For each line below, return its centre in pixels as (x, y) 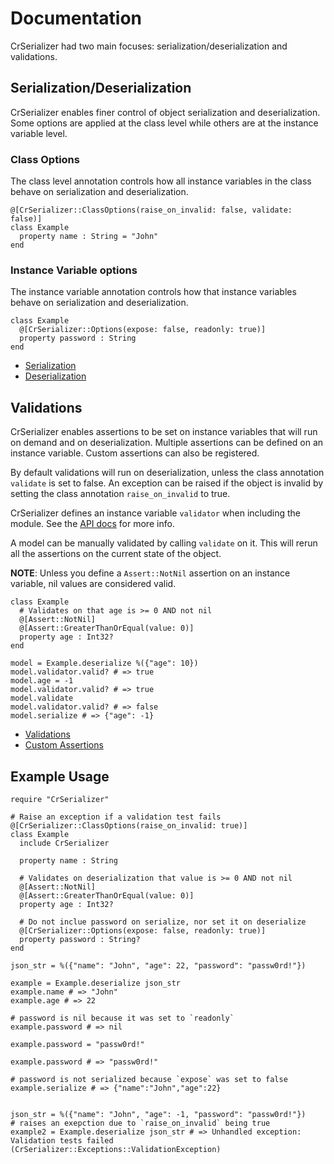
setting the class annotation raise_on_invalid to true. (120, 494)
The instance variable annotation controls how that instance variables (153, 292)
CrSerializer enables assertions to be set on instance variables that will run (164, 432)
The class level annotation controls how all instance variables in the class (161, 181)
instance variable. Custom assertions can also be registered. (135, 453)
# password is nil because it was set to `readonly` (122, 1018)
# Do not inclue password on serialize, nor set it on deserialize (163, 922)
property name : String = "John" (89, 237)
